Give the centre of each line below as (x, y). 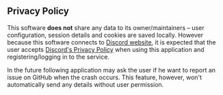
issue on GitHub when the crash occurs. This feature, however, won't (105, 77)
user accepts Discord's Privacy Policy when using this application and (106, 49)
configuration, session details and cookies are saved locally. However (105, 35)
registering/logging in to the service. (58, 57)
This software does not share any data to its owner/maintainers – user (106, 27)
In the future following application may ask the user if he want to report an (112, 70)
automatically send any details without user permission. (86, 84)
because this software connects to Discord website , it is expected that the (112, 42)
